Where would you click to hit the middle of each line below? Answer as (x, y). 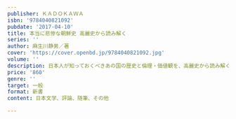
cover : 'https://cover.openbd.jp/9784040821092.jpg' (86, 53)
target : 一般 (25, 85)
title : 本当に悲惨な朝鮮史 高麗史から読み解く (67, 33)
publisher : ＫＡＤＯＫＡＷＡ (46, 14)
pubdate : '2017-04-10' (40, 27)
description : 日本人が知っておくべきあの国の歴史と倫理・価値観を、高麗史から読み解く (119, 66)
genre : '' (22, 79)
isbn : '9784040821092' (40, 20)
